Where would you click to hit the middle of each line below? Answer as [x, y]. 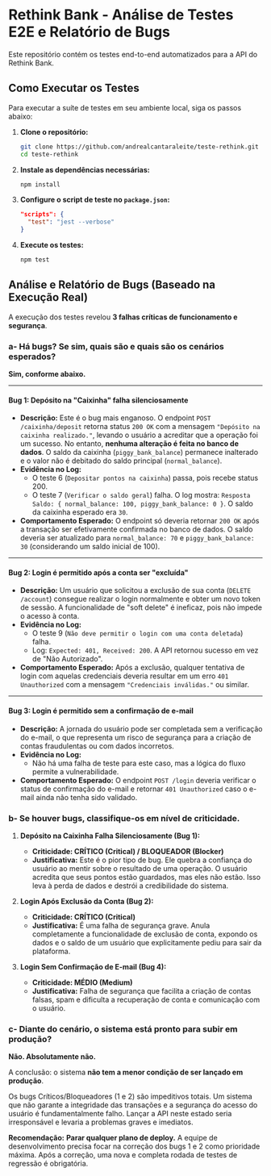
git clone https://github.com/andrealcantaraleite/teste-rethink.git [140, 147]
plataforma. [51, 951]
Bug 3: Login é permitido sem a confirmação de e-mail [101, 711]
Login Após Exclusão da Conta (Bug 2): [87, 901]
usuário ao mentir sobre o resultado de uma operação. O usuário [140, 868]
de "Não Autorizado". [67, 659]
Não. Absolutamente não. [52, 1057]
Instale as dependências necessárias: [85, 169]
